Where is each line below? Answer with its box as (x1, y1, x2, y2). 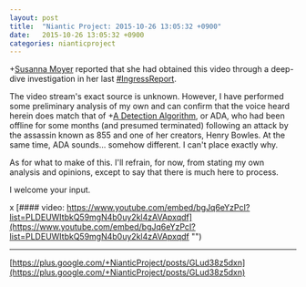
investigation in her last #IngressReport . (26, 74, 178, 85)
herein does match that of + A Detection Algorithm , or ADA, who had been (9, 110, 285, 121)
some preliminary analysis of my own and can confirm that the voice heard (9, 101, 290, 112)
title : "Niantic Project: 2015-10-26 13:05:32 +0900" (9, 22, 222, 31)
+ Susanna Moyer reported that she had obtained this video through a (9, 64, 270, 75)
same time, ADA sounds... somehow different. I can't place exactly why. (9, 139, 279, 150)
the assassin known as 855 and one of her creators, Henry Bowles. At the (9, 129, 285, 141)
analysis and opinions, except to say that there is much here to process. (9, 167, 280, 178)
